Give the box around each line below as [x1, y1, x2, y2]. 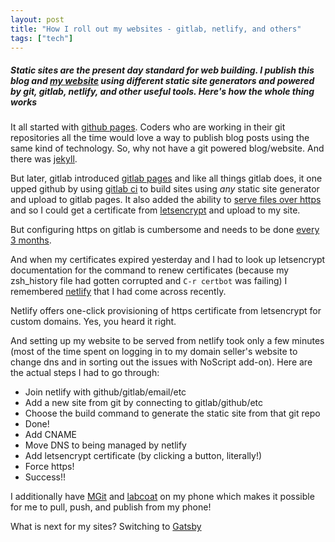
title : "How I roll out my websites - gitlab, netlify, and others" [10, 24, 302, 34]
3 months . [10, 234, 52, 246]
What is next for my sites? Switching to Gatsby [10, 521, 202, 533]
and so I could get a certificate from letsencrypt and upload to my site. [10, 204, 301, 216]
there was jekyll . [10, 153, 78, 165]
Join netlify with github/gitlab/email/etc [24, 386, 187, 398]
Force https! [24, 461, 75, 473]
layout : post [10, 14, 65, 25]
